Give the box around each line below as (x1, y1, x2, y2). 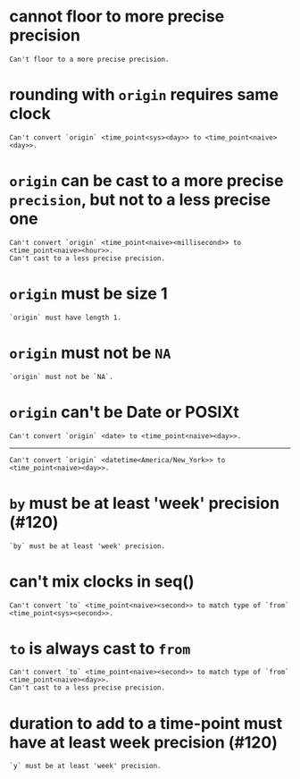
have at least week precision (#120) (9, 732, 279, 752)
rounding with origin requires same (9, 85, 279, 105)
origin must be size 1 (9, 284, 168, 303)
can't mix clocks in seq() (9, 571, 195, 591)
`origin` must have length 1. (9, 313, 122, 322)
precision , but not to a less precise (9, 190, 271, 210)
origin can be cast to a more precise (9, 171, 284, 191)
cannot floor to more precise (9, 6, 225, 27)
